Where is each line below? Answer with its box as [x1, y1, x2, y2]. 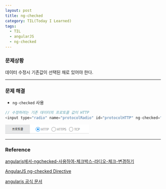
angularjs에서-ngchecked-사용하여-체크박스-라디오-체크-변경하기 [5, 158, 134, 164]
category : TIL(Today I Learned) [5, 18, 72, 23]
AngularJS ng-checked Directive [5, 168, 72, 174]
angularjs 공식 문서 [5, 178, 42, 184]
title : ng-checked [5, 13, 43, 18]
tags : [5, 24, 16, 29]
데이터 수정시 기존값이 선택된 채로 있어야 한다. [5, 69, 94, 75]
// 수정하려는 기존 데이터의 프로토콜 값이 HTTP [5, 110, 89, 115]
